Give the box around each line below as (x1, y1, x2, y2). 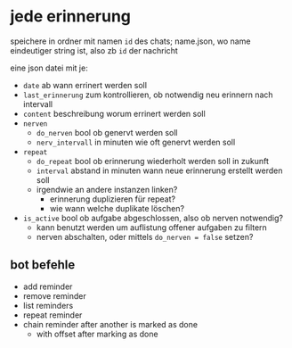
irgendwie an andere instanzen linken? (36, 184, 178, 195)
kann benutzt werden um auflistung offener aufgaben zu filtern (36, 221, 268, 233)
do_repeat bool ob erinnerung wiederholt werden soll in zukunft (36, 155, 270, 166)
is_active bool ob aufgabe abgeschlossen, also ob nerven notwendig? (22, 212, 284, 223)
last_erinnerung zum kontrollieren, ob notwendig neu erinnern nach (22, 89, 274, 100)
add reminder (22, 281, 73, 292)
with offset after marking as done (36, 328, 158, 339)
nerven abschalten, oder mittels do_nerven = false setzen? (36, 231, 254, 242)
